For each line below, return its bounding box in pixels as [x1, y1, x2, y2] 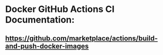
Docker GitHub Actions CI [5, 3, 115, 15]
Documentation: [5, 14, 75, 25]
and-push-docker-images [5, 41, 89, 50]
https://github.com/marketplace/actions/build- [5, 34, 158, 42]
